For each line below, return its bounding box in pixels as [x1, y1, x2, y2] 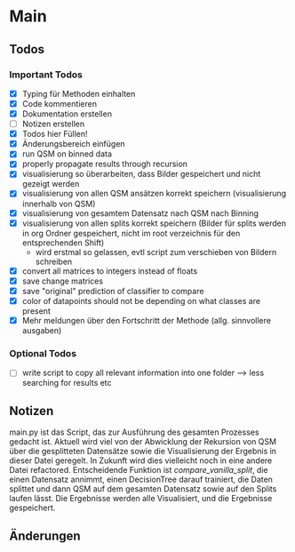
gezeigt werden [21, 179, 80, 189]
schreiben [35, 256, 73, 267]
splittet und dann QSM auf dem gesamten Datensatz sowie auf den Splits [9, 484, 277, 494]
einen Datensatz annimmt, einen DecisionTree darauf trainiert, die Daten [9, 474, 274, 485]
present [21, 305, 51, 316]
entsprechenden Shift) [21, 237, 105, 248]
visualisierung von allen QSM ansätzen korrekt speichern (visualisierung [21, 188, 287, 199]
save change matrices [21, 276, 104, 286]
